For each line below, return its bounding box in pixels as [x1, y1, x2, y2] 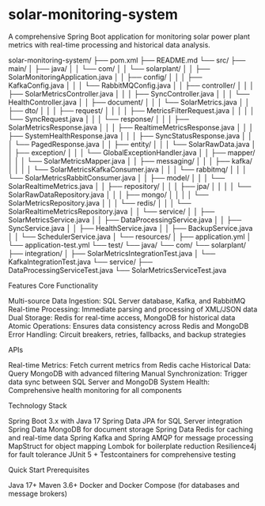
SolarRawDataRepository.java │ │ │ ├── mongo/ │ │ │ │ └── [8, 190, 209, 199]
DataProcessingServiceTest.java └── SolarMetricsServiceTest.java [8, 265, 227, 274]
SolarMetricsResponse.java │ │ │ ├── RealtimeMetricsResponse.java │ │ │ [8, 123, 254, 132]
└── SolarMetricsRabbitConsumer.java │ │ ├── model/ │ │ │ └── [8, 172, 225, 183]
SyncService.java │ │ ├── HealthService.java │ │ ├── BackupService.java [8, 223, 253, 232]
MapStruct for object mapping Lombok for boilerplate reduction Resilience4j [8, 441, 257, 451]
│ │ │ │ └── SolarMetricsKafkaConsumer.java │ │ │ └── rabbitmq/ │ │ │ [8, 164, 248, 174]
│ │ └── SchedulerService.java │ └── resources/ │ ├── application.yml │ [8, 232, 252, 241]
